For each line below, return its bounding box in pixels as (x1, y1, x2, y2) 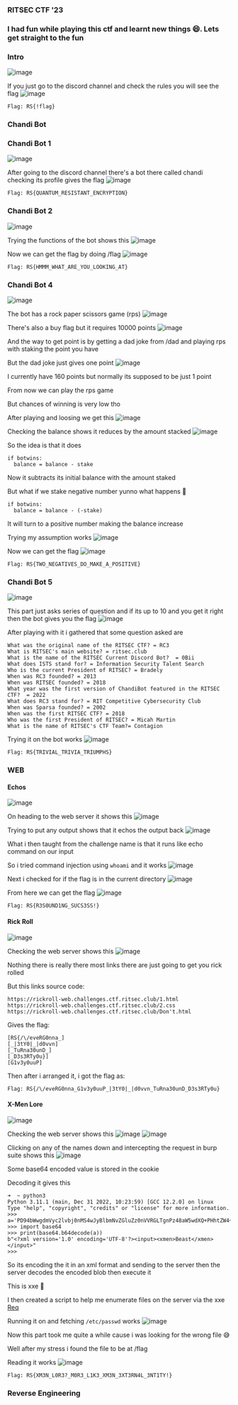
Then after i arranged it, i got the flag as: (7, 1071, 125, 1080)
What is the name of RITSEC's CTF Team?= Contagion (7, 722, 163, 730)
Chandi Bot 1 (7, 138, 52, 148)
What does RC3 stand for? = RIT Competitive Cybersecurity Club (7, 698, 201, 705)
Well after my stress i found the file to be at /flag (7, 1344, 148, 1352)
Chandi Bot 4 (7, 280, 53, 290)
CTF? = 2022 (7, 692, 46, 699)
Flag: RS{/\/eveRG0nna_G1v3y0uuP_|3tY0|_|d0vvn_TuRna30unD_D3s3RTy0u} (7, 1085, 220, 1092)
